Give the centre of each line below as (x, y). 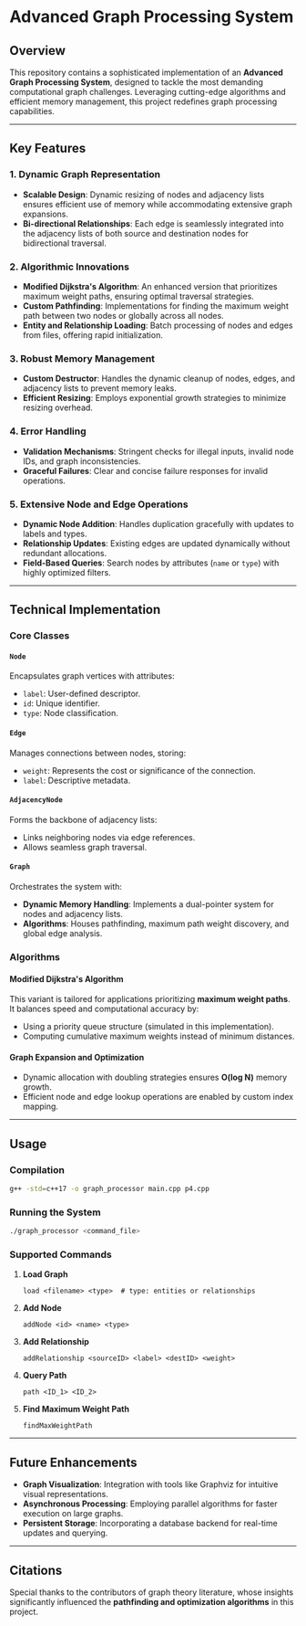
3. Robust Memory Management (82, 358)
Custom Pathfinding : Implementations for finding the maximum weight (155, 306)
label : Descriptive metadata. (76, 780)
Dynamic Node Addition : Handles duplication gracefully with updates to (158, 523)
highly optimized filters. (66, 572)
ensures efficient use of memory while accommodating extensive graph (158, 204)
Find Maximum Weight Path (76, 1410)
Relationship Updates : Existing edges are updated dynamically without (156, 543)
